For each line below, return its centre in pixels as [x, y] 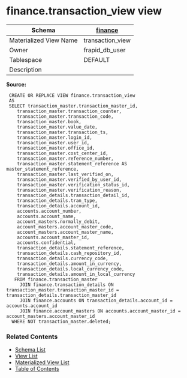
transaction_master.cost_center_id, [63, 153]
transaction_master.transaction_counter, [69, 111]
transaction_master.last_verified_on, [65, 174]
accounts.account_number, [49, 211]
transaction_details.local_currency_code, [71, 269]
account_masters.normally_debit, [59, 221]
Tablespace [25, 59]
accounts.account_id [32, 306]
